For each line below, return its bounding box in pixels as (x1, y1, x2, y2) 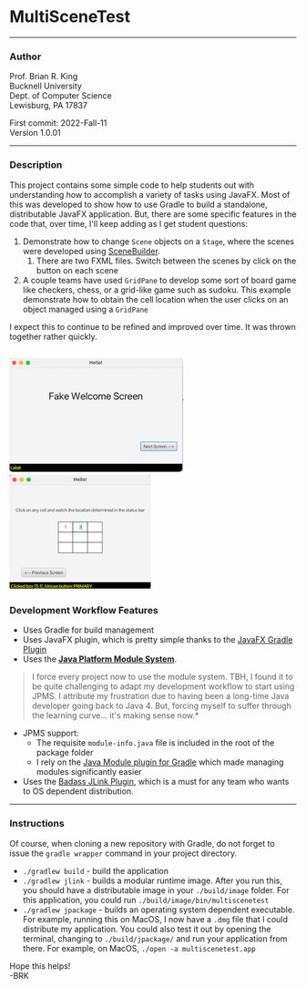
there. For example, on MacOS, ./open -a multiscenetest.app (22, 942, 257, 953)
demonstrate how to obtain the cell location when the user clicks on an (22, 293, 289, 304)
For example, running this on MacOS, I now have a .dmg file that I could (22, 913, 289, 924)
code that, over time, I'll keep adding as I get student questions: (9, 218, 249, 229)
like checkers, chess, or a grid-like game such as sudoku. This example (22, 284, 291, 295)
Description (9, 159, 63, 171)
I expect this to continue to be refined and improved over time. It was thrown (9, 321, 296, 332)
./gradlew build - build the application (22, 865, 169, 876)
